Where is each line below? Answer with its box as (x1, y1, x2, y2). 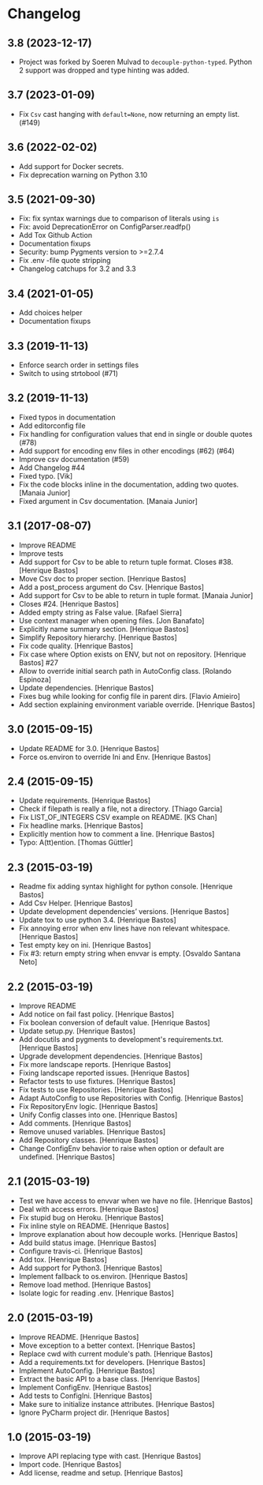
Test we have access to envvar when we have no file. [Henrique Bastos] (18, 1196, 254, 1205)
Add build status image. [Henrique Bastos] (18, 1238, 157, 1247)
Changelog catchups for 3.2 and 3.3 (18, 264, 136, 273)
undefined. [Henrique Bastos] (18, 1152, 116, 1161)
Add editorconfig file (18, 420, 86, 430)
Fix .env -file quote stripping (18, 256, 111, 265)
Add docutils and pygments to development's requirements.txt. (18, 1034, 224, 1043)
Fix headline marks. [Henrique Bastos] (18, 821, 143, 830)
